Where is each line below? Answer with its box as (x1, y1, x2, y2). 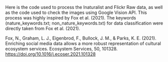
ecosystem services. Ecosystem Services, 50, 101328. (5, 46, 118, 51)
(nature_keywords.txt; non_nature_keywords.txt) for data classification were (5, 20, 163, 26)
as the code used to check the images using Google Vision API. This (5, 9, 147, 15)
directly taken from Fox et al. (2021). (5, 25, 81, 31)
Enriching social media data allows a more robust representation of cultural (5, 40, 161, 46)
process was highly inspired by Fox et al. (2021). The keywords (5, 15, 136, 20)
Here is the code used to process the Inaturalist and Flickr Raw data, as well (5, 4, 163, 10)
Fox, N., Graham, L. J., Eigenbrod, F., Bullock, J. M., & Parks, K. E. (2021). (5, 35, 156, 41)
